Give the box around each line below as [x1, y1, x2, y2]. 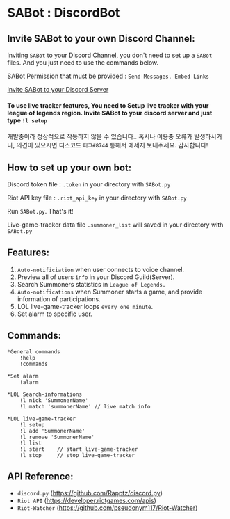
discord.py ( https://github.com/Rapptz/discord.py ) [17, 489, 163, 497]
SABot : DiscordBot [7, 5, 120, 21]
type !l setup [7, 116, 47, 125]
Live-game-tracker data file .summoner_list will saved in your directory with [7, 221, 224, 229]
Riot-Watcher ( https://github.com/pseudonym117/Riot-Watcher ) [17, 504, 198, 512]
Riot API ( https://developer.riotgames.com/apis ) [17, 496, 156, 505]
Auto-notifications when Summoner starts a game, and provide [17, 287, 203, 296]
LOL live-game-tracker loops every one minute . [17, 302, 154, 310]
